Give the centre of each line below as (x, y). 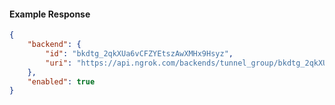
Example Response (50, 14)
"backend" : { (54, 45)
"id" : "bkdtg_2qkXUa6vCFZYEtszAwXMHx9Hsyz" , (139, 53)
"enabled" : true (61, 81)
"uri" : (59, 63)
